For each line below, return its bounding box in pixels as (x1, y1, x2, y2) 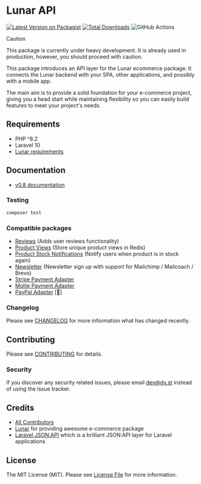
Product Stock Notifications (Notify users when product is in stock (14, 250, 179, 258)
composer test (6, 209, 42, 216)
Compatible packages (6, 224, 72, 232)
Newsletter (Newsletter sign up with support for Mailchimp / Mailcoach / (14, 263, 194, 270)
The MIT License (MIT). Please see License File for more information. (6, 471, 177, 479)
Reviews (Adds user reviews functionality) (14, 238, 119, 245)
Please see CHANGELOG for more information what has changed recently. (6, 317, 190, 324)
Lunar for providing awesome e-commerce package (14, 425, 144, 432)
